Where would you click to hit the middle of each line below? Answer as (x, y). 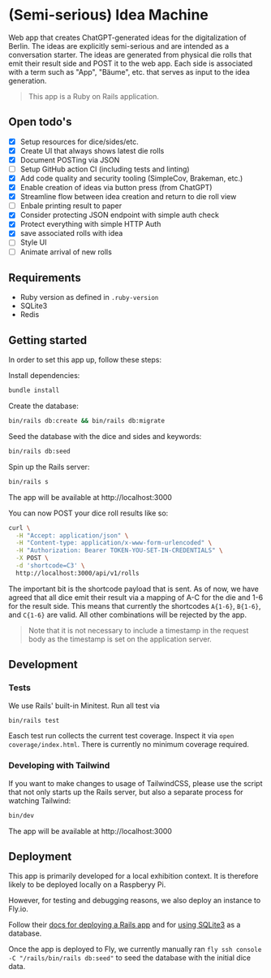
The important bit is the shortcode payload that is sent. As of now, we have (134, 589)
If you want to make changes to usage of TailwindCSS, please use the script (135, 783)
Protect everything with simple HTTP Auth (90, 224)
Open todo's (40, 122)
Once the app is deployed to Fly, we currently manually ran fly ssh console (135, 950)
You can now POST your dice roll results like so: (88, 513)
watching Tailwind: (40, 800)
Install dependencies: (44, 376)
